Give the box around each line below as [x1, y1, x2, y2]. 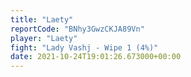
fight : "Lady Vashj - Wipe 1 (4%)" [10, 42, 159, 53]
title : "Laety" [10, 14, 74, 25]
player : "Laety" [10, 33, 78, 43]
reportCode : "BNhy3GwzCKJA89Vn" [10, 24, 145, 34]
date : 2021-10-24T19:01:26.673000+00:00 [10, 52, 182, 62]
